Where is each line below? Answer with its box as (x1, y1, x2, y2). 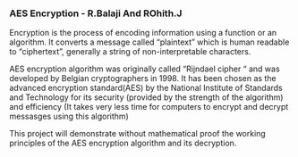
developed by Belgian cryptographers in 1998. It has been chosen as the (9, 73, 277, 84)
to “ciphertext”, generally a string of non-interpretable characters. (9, 46, 251, 57)
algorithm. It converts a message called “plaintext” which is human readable (9, 37, 290, 47)
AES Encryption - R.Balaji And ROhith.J (9, 7, 183, 20)
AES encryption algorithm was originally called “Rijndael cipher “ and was (9, 63, 280, 74)
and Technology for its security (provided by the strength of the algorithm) (9, 92, 284, 103)
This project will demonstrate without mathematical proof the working (9, 128, 266, 139)
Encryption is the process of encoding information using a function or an (9, 28, 277, 38)
